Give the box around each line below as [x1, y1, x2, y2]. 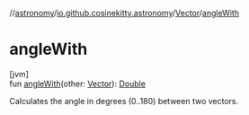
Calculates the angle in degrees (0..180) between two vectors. [9, 95, 239, 106]
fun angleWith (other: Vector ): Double [9, 78, 147, 89]
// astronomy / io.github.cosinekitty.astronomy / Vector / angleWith [9, 8, 240, 18]
